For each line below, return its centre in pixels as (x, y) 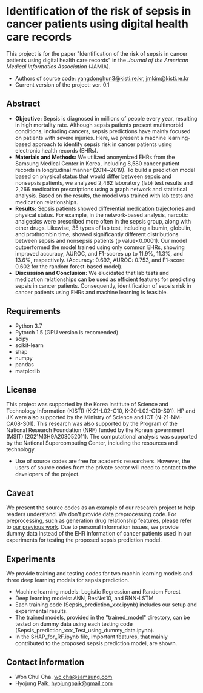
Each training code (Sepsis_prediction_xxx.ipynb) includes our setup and (106, 605)
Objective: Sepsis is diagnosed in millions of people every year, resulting (106, 118)
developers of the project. (47, 474)
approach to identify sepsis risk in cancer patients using (102, 144)
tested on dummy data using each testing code (74, 624)
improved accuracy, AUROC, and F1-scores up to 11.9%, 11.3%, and (99, 253)
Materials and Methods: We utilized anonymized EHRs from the (95, 157)
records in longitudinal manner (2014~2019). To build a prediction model (105, 170)
